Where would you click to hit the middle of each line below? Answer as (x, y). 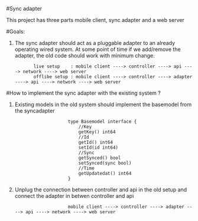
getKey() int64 (97, 132)
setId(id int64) (98, 148)
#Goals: (16, 31)
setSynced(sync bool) (105, 163)
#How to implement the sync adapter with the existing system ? (83, 93)
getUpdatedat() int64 (105, 174)
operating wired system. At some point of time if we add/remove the (98, 49)
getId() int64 (96, 142)
